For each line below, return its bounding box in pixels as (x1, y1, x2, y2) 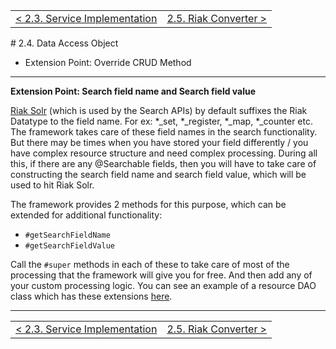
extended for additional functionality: (10, 209, 163, 221)
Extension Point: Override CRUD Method (24, 57, 192, 68)
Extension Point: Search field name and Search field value (10, 85, 257, 97)
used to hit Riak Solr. (10, 179, 95, 191)
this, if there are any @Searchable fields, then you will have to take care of (10, 158, 317, 169)
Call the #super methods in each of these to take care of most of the (10, 259, 290, 270)
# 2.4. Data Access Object (10, 37, 119, 49)
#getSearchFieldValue (24, 241, 115, 251)
